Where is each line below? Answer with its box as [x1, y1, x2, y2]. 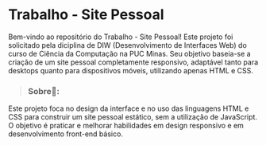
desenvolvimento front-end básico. [8, 129, 123, 139]
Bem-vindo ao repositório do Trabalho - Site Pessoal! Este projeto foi [8, 32, 233, 41]
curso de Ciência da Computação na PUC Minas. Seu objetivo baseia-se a [8, 49, 252, 58]
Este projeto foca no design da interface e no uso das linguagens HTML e [8, 104, 249, 113]
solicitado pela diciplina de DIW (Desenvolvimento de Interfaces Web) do [8, 40, 248, 49]
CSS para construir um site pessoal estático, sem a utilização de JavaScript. [8, 112, 258, 122]
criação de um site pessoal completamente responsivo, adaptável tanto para [8, 57, 259, 67]
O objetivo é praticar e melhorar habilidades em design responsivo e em [8, 121, 245, 131]
